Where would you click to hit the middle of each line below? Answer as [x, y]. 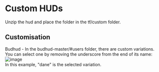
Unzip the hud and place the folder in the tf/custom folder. [63, 22]
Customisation [28, 37]
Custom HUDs [34, 9]
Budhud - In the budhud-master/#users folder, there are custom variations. [80, 49]
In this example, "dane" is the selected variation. [53, 64]
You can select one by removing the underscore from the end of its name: [79, 54]
